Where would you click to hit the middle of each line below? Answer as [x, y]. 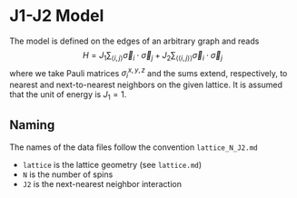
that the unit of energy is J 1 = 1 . [68, 95]
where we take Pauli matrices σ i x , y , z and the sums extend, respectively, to [148, 73]
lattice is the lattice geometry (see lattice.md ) [112, 164]
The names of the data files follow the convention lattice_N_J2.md [134, 147]
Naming [32, 125]
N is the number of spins [68, 174]
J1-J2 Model [57, 16]
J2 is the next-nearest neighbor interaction [102, 183]
